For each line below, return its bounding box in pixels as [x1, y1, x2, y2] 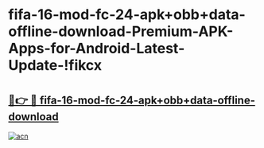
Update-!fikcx [8, 56, 103, 75]
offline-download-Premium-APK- [8, 22, 234, 41]
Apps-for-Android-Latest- [8, 40, 185, 57]
